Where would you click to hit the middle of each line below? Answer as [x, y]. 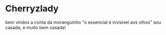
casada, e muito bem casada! [36, 27]
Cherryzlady [32, 9]
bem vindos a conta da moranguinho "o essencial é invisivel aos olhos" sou [83, 22]
